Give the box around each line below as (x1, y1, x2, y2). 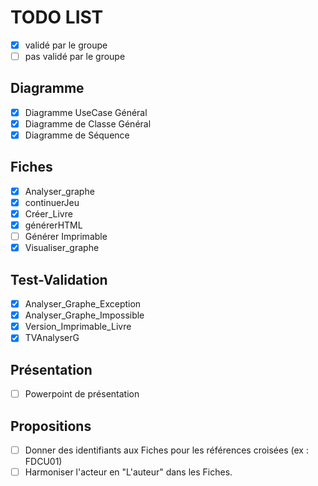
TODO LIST (10, 6, 104, 29)
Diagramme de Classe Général (24, 117, 152, 130)
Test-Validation (10, 271, 108, 288)
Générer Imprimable (24, 231, 108, 243)
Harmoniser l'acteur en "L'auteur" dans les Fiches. (24, 466, 233, 478)
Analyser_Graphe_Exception (24, 298, 142, 310)
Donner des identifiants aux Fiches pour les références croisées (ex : (24, 444, 309, 456)
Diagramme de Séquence (24, 129, 130, 141)
